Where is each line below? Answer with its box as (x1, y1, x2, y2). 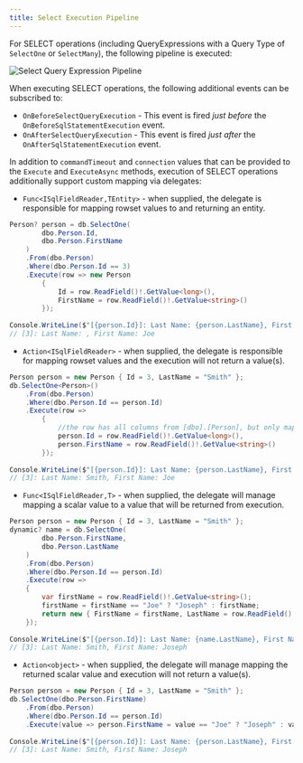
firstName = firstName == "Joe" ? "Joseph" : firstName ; (41, 601, 260, 610)
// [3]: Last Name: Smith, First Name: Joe (9, 474, 176, 483)
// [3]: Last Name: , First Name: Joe (9, 329, 155, 338)
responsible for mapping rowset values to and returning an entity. (22, 203, 266, 213)
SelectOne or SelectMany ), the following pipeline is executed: (9, 47, 233, 59)
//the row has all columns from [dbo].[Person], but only (57, 423, 280, 432)
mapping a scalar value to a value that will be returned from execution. (22, 499, 285, 511)
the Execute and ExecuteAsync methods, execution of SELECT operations (9, 165, 279, 176)
